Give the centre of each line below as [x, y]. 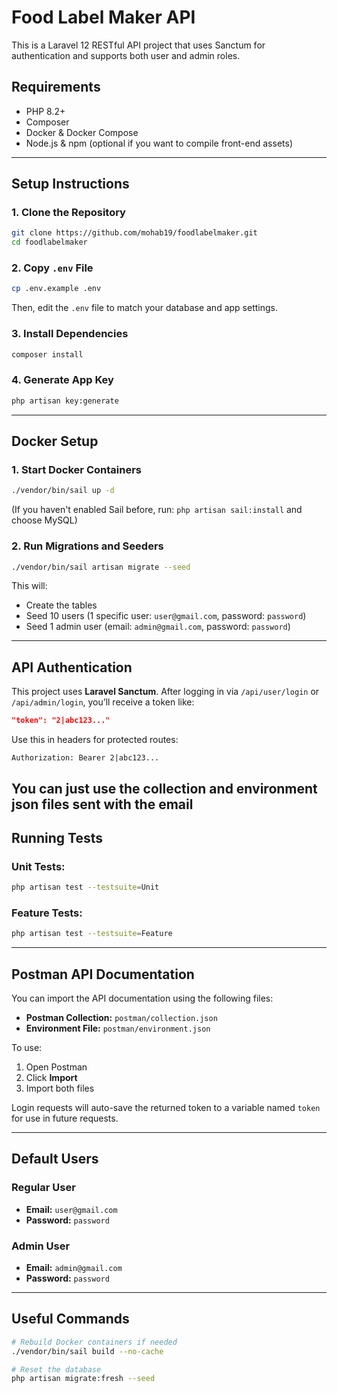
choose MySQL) [44, 520]
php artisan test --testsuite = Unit [85, 887]
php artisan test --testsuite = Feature [92, 934]
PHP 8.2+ [45, 111]
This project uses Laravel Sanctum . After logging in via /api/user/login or [165, 692]
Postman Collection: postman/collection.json [121, 1018]
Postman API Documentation [103, 974]
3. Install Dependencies [70, 334]
